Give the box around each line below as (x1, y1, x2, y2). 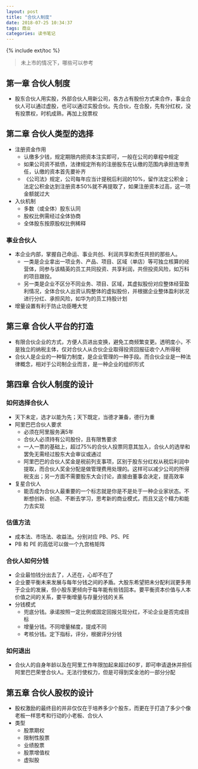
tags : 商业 (6, 25, 31, 31)
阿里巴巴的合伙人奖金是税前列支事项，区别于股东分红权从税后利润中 (23, 457, 190, 465)
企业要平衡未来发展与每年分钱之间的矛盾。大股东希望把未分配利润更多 (14, 579, 186, 586)
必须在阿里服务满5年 (23, 428, 74, 435)
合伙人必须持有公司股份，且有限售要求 (23, 435, 117, 443)
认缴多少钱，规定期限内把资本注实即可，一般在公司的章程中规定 (23, 153, 179, 160)
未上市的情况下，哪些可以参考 (20, 59, 93, 66)
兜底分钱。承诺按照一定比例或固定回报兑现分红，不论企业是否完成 (23, 608, 184, 616)
